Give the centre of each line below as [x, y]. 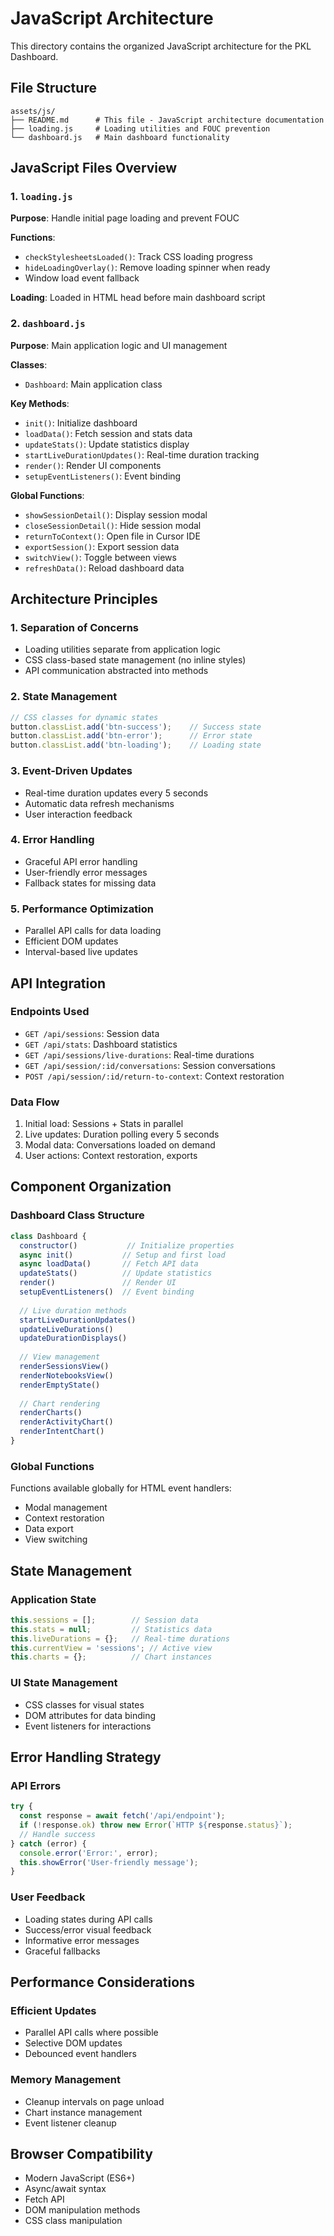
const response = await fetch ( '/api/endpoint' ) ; [122, 1816]
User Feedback [48, 1897]
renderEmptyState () [60, 1385]
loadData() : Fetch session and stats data [108, 433]
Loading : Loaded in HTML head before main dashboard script [138, 298]
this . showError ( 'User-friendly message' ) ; [109, 1862]
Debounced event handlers [80, 2054]
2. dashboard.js [48, 324]
